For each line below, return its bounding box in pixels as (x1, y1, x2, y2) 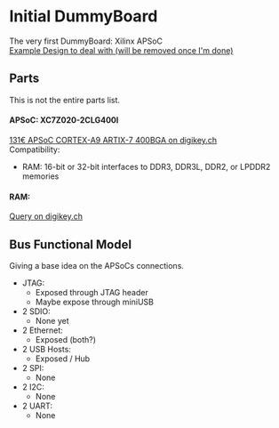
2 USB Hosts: (21, 343, 71, 354)
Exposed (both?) (35, 334, 96, 344)
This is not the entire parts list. (9, 94, 121, 105)
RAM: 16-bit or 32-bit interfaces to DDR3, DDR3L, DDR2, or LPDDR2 (21, 161, 271, 172)
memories (21, 171, 60, 182)
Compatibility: (9, 144, 60, 155)
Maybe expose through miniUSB (35, 296, 154, 307)
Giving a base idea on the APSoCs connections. (9, 260, 185, 271)
